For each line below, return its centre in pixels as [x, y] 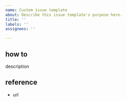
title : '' [16, 19]
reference [21, 82]
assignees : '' [20, 29]
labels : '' [17, 24]
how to [16, 54]
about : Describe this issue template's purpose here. [64, 15]
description [17, 66]
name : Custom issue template [36, 10]
